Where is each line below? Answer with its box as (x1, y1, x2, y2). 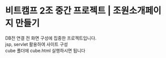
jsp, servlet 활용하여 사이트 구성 (5, 41, 68, 47)
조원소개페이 (112, 5, 161, 16)
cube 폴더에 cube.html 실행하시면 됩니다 (5, 47, 85, 53)
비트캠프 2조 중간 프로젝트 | (5, 5, 111, 16)
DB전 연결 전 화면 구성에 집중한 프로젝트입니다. (5, 35, 96, 41)
